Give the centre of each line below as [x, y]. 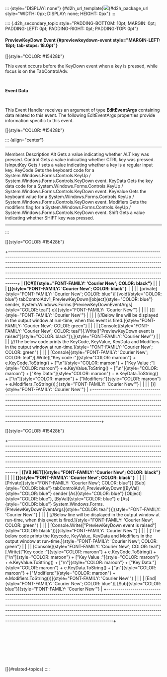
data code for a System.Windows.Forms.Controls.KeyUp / [64, 186]
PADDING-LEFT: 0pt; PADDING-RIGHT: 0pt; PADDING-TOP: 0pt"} [72, 28]
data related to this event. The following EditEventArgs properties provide [80, 115]
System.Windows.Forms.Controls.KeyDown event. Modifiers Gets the [76, 202]
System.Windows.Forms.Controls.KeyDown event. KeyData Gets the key [79, 181]
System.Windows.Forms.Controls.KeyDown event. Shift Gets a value [75, 213]
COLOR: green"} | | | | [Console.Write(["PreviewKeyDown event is [72, 525]
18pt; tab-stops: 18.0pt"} [32, 45]
